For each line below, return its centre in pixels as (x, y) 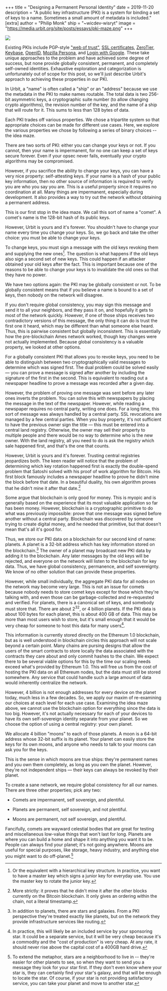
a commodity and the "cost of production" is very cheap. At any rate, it (85, 942)
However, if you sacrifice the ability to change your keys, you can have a (80, 171)
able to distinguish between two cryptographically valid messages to (76, 362)
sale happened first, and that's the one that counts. (58, 446)
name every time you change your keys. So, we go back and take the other (82, 232)
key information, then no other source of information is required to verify (79, 181)
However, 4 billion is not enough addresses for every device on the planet (81, 692)
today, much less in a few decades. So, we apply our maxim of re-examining (83, 698)
